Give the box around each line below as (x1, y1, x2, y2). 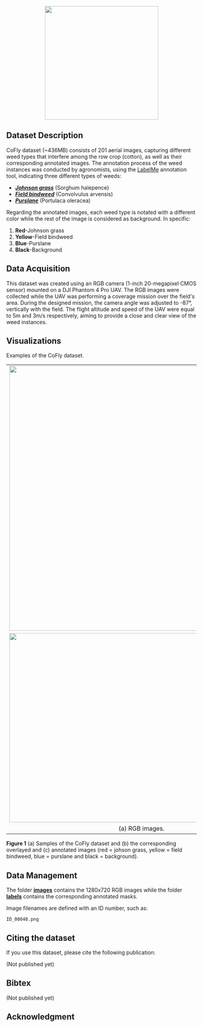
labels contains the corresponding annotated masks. (6, 893, 138, 900)
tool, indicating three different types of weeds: (6, 172, 122, 179)
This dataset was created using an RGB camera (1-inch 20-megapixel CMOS (6, 279, 197, 287)
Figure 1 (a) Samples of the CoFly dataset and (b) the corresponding (6, 840, 176, 847)
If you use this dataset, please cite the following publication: (6, 949, 156, 957)
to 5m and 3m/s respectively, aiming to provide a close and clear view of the (6, 312, 196, 319)
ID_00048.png (6, 917, 39, 923)
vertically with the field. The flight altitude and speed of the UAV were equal (6, 305, 195, 313)
